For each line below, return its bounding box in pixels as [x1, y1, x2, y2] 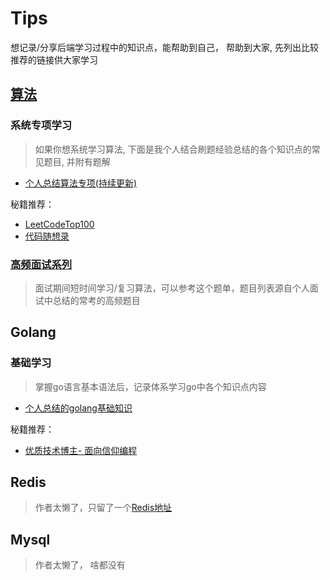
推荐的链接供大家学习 [10, 53, 98, 66]
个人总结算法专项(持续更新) [24, 177, 138, 189]
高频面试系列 [10, 257, 73, 271]
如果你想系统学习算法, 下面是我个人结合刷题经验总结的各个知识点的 [34, 143, 312, 155]
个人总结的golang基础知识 [24, 402, 133, 414]
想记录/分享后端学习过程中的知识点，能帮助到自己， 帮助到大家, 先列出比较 [10, 41, 319, 53]
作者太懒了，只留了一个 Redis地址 [34, 502, 173, 514]
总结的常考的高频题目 [52, 294, 141, 306]
